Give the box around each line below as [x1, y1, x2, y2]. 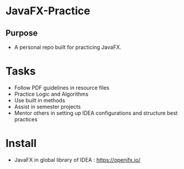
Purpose [5, 28, 38, 38]
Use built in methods [14, 96, 66, 104]
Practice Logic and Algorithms [14, 90, 89, 98]
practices [14, 115, 38, 123]
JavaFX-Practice [5, 4, 91, 18]
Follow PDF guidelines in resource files [14, 84, 110, 91]
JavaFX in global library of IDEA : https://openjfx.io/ [14, 156, 141, 163]
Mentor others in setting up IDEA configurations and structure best [14, 109, 178, 117]
